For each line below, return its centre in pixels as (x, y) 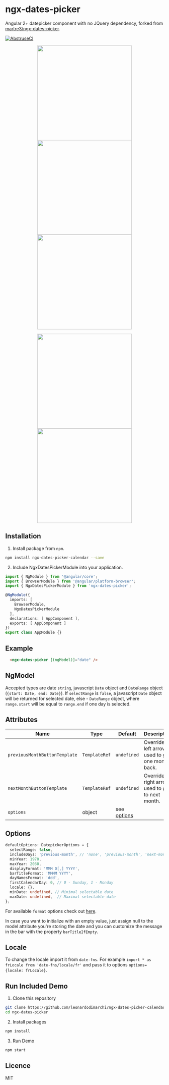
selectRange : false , (31, 850)
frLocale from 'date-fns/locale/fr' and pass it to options (66, 965)
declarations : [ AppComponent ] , (45, 618)
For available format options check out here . (51, 911)
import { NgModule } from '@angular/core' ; (52, 576)
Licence (18, 1066)
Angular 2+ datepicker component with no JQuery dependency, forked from (84, 23)
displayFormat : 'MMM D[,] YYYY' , (45, 869)
